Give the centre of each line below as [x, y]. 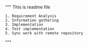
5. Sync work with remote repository [44, 33]
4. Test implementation [30, 29]
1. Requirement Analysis [31, 16]
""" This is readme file [28, 7]
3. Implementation [24, 24]
